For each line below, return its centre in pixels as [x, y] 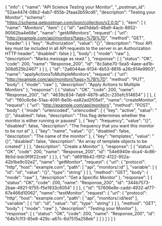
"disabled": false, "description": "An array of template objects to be [80, 141]
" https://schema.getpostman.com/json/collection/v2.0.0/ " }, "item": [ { [75, 22]
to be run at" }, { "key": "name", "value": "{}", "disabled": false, [68, 131]
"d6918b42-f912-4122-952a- [101, 157]
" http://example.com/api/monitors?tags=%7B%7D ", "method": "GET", [75, 38]
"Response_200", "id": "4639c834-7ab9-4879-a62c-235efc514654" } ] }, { [81, 95]
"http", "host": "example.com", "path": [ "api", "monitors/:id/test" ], [72, 198]
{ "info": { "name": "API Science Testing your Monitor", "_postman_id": [75, 7]
